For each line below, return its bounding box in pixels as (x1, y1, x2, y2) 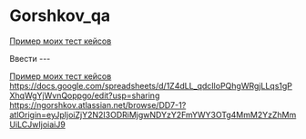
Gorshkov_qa (9, 5, 111, 26)
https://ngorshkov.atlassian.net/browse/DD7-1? (9, 99, 187, 110)
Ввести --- (9, 53, 51, 64)
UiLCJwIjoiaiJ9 (9, 119, 66, 130)
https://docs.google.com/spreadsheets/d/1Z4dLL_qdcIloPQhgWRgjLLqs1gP (9, 80, 293, 91)
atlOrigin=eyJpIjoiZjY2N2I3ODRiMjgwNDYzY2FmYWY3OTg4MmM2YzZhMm (9, 109, 297, 120)
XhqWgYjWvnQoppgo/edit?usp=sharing (9, 90, 160, 101)
